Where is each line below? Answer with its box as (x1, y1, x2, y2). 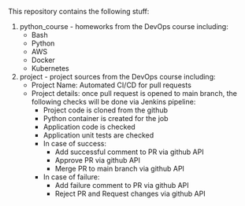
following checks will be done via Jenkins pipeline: (31, 97, 196, 106)
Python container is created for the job (43, 114, 169, 123)
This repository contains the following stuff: (8, 7, 150, 16)
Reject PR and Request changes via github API (54, 189, 206, 198)
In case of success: (43, 139, 106, 148)
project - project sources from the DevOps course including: (19, 72, 216, 81)
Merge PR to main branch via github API (54, 164, 185, 173)
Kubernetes (31, 64, 69, 73)
